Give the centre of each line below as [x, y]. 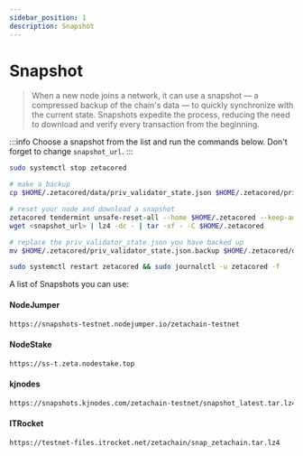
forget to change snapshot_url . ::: [71, 152]
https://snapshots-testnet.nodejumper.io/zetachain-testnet [125, 324]
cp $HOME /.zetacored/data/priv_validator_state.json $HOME [123, 193]
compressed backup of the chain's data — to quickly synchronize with [162, 106]
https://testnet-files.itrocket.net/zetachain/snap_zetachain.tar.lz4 [145, 442]
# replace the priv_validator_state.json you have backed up [127, 242]
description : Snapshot [52, 26]
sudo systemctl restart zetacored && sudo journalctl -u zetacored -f [145, 267]
